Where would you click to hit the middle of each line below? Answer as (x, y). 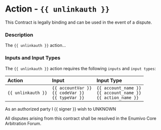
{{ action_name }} (118, 97)
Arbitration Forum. (23, 123)
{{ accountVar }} (72, 88)
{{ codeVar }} (68, 93)
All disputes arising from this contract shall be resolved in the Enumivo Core (81, 118)
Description (19, 35)
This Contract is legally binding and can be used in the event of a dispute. (79, 22)
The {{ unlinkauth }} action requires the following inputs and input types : (80, 68)
